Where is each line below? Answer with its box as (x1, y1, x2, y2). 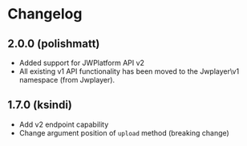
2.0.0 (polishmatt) (7, 37, 100, 51)
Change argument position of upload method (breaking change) (18, 128, 229, 137)
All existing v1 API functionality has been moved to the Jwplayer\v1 (18, 67, 240, 76)
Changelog (7, 5, 83, 23)
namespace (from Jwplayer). (18, 75, 115, 84)
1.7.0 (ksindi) (7, 98, 73, 112)
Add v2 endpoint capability (18, 120, 109, 129)
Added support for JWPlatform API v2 (18, 58, 145, 67)
